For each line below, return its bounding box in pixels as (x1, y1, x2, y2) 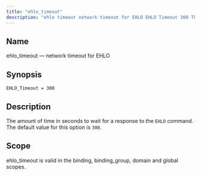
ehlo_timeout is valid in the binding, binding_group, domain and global (6, 156, 178, 164)
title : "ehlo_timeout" (6, 8, 63, 15)
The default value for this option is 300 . (6, 123, 102, 131)
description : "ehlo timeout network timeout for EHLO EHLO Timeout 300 (6, 14, 188, 20)
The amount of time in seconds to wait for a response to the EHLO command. (6, 117, 194, 124)
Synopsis (6, 69, 42, 79)
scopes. (6, 163, 26, 170)
